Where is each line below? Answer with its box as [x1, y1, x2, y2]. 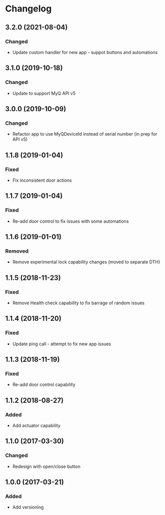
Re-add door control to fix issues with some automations [12, 218, 129, 224]
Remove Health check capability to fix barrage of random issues [12, 300, 145, 306]
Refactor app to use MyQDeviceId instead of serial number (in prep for [12, 131, 158, 137]
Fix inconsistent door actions [12, 177, 72, 183]
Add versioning [12, 504, 44, 510]
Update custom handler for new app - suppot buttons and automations [12, 49, 158, 55]
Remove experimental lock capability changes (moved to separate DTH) [12, 259, 161, 265]
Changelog [5, 3, 52, 15]
